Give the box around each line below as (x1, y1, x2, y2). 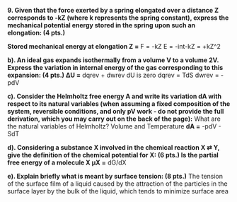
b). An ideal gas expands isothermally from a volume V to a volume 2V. (7, 56, 219, 64)
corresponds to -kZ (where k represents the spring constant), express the (7, 13, 229, 22)
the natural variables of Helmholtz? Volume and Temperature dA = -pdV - (7, 122, 221, 130)
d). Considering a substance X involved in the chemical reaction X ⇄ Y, (7, 143, 220, 151)
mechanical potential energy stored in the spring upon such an (7, 21, 196, 29)
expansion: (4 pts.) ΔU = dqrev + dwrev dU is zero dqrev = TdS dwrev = (7, 71, 219, 79)
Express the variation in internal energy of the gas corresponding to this (7, 64, 224, 71)
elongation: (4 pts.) (7, 28, 66, 37)
